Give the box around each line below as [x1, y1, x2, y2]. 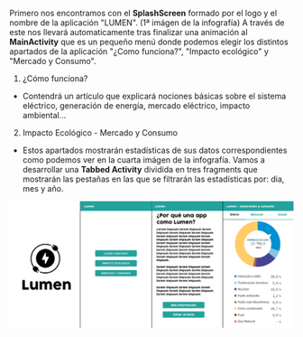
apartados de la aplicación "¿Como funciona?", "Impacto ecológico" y [9, 46, 269, 57]
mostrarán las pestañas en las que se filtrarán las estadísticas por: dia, [22, 173, 285, 184]
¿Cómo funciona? [22, 73, 88, 84]
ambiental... [22, 110, 67, 120]
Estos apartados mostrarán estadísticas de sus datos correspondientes [22, 145, 288, 155]
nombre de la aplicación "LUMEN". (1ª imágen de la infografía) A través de [9, 17, 285, 28]
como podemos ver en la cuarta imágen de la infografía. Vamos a [22, 154, 266, 165]
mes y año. [22, 183, 64, 193]
